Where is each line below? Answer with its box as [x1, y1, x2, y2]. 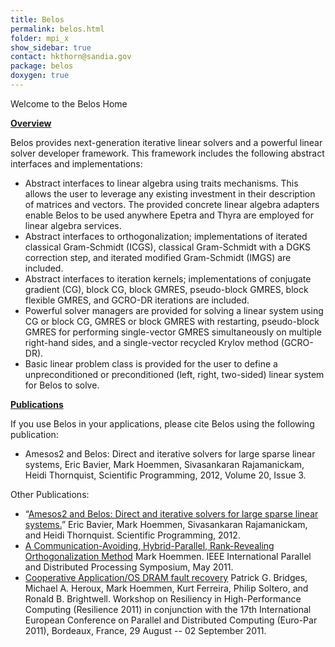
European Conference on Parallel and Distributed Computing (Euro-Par [24, 614, 318, 626]
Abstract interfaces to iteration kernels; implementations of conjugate [24, 272, 312, 285]
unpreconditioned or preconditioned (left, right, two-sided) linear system [24, 368, 325, 380]
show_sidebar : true [10, 42, 92, 53]
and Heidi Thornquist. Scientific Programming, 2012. [24, 529, 241, 541]
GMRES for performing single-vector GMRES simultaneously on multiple [24, 326, 322, 338]
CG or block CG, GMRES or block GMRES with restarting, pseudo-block [24, 315, 320, 327]
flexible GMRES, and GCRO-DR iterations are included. [24, 294, 250, 306]
